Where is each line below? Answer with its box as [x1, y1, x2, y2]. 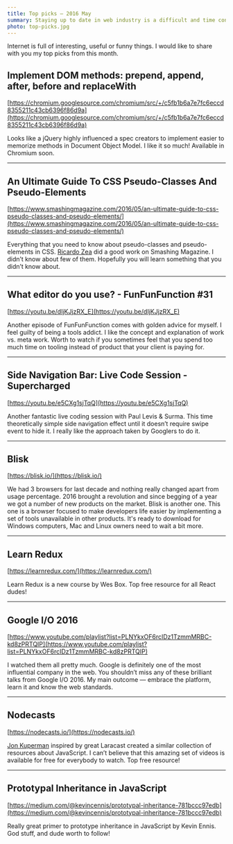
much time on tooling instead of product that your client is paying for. [7, 342, 205, 351]
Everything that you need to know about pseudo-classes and [7, 240, 182, 248]
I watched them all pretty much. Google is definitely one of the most [7, 661, 201, 669]
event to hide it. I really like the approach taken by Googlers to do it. [7, 427, 200, 435]
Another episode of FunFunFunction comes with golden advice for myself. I [7, 320, 222, 329]
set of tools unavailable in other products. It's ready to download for [7, 514, 201, 523]
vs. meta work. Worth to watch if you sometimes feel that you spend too [7, 335, 214, 344]
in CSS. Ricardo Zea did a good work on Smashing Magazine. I [35, 247, 214, 256]
